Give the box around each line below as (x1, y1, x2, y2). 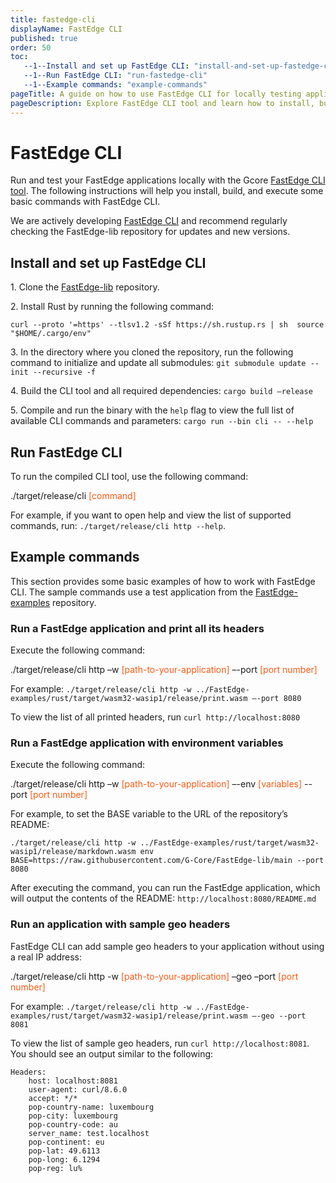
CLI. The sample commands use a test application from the (10, 586, 254, 598)
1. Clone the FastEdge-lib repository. (10, 281, 160, 293)
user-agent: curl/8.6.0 (28, 1084, 128, 1095)
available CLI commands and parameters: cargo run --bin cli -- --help (10, 415, 314, 427)
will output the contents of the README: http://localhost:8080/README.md (10, 892, 317, 905)
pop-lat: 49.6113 (28, 1146, 101, 1156)
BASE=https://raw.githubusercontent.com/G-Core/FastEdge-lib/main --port (10, 856, 325, 866)
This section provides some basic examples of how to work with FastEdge (10, 575, 316, 587)
